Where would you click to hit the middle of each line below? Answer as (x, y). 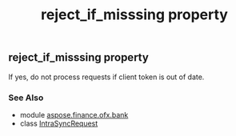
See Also (26, 98)
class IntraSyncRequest (59, 123)
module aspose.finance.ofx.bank (74, 114)
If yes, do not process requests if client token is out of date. (106, 77)
